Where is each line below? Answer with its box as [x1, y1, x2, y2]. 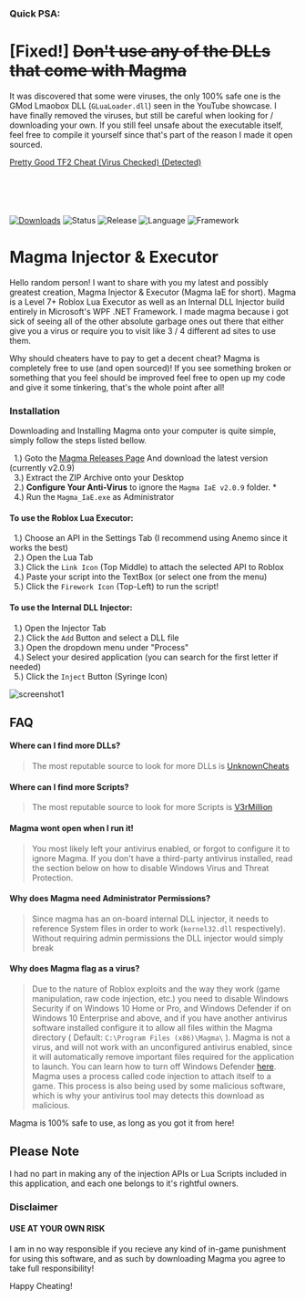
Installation [9, 404, 61, 417]
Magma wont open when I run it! [9, 822, 134, 833]
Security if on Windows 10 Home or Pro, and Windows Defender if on [31, 1003, 291, 1014]
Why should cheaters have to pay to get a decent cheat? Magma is [9, 352, 260, 363]
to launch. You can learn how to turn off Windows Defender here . [31, 1061, 277, 1072]
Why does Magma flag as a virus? [9, 963, 140, 974]
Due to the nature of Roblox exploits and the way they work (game [31, 983, 280, 994]
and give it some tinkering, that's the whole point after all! [9, 381, 225, 392]
